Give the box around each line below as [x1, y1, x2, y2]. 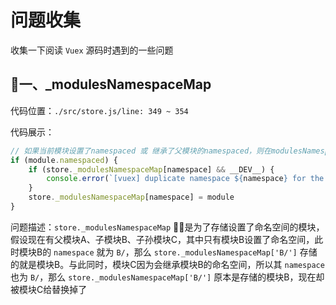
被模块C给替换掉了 [10, 283, 88, 295]
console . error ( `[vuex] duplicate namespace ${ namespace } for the [46, 174, 325, 184]
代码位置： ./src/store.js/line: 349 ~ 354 [10, 104, 189, 116]
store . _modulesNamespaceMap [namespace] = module [28, 192, 235, 203]
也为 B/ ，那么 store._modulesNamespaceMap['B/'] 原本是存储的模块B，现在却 [10, 271, 325, 283]
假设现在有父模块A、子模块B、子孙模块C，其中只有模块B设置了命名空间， [10, 233, 315, 245]
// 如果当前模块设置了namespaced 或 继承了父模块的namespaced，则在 [10, 146, 272, 156]
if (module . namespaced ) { [10, 155, 118, 165]
